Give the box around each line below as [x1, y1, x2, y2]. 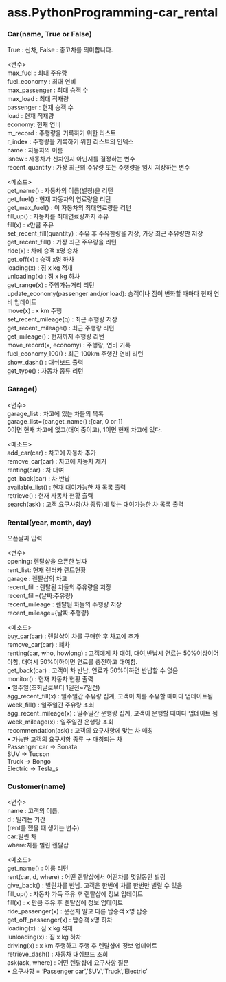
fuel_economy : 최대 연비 [7, 78, 76, 86]
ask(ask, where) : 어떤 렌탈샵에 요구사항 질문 [7, 959, 129, 967]
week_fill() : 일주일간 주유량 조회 [7, 700, 95, 709]
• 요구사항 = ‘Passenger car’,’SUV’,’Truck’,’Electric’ [7, 967, 148, 976]
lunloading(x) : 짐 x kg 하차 [7, 933, 82, 941]
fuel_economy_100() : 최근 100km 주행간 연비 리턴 [7, 350, 144, 358]
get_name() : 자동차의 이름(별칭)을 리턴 [7, 187, 113, 195]
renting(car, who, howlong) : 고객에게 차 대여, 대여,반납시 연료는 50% [7, 649, 197, 657]
